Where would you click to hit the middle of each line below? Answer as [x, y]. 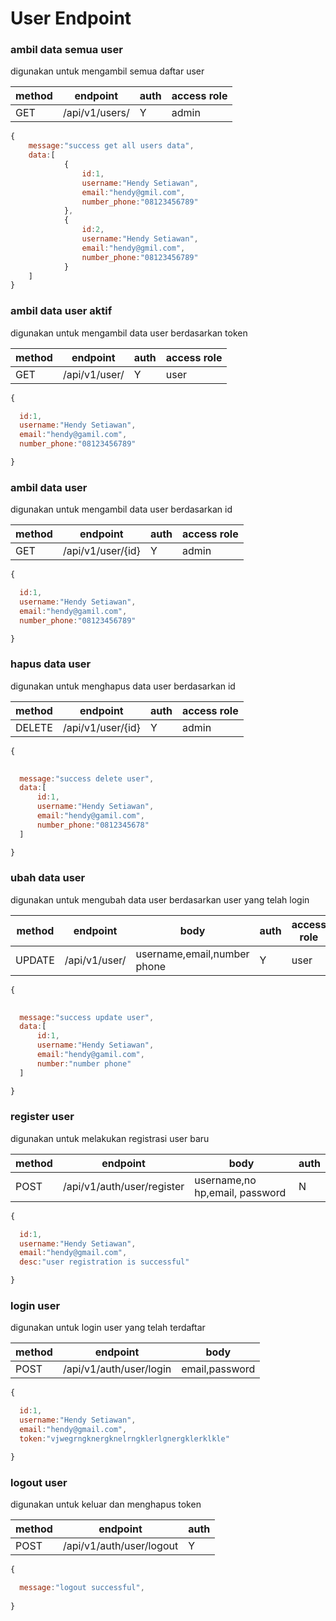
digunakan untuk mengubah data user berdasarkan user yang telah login [160, 899]
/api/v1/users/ [96, 113]
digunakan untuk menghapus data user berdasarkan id [123, 686]
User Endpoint [71, 18]
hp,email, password [240, 1192]
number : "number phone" [84, 1063]
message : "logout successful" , [82, 1587]
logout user [39, 1482]
